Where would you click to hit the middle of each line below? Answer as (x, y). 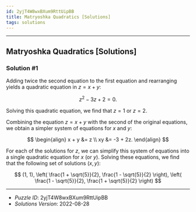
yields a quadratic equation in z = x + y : (54, 87)
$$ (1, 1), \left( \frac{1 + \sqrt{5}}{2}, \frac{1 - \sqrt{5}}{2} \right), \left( (98, 174)
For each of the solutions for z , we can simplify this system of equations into (98, 151)
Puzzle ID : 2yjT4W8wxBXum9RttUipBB (61, 197)
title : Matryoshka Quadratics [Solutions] (58, 17)
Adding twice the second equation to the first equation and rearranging (92, 81)
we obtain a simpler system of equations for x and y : (69, 128)
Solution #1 (22, 68)
